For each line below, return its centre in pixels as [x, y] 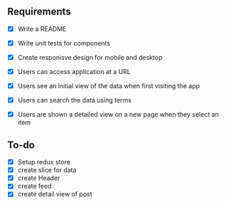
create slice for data [47, 170]
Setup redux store [44, 162]
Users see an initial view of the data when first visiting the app [109, 86]
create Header [39, 178]
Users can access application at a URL [74, 72]
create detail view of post [55, 194]
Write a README [42, 28]
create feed [34, 186]
